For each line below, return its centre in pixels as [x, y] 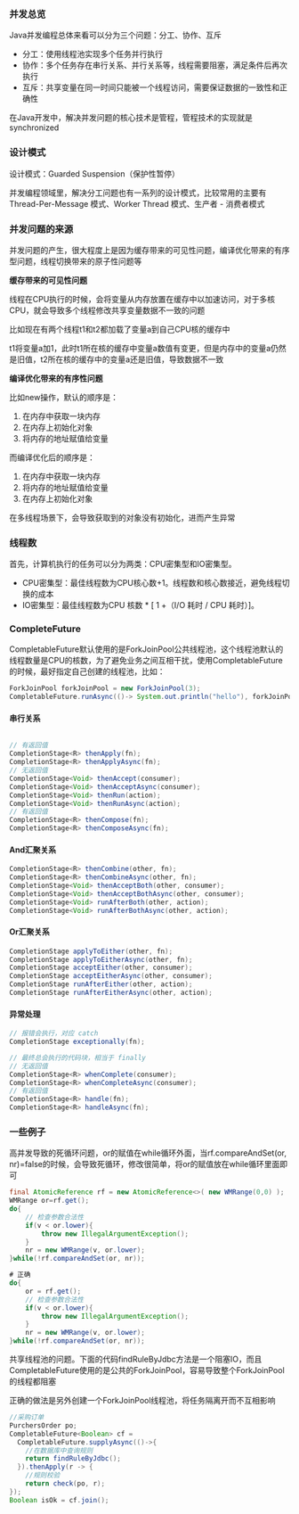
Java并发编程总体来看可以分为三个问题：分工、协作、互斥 [116, 35]
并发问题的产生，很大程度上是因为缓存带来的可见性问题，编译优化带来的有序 [149, 250]
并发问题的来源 [41, 229]
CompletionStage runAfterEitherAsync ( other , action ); [111, 993]
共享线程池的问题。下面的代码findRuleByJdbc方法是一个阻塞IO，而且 [136, 1359]
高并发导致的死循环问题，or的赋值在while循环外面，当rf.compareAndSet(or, [148, 1153]
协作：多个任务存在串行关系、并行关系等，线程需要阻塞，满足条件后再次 [154, 65]
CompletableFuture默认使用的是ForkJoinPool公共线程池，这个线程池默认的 [146, 649]
